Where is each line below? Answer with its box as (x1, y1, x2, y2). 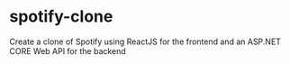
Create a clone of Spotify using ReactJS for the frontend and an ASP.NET (9, 36, 282, 47)
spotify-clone (9, 6, 113, 27)
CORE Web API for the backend (9, 45, 126, 56)
